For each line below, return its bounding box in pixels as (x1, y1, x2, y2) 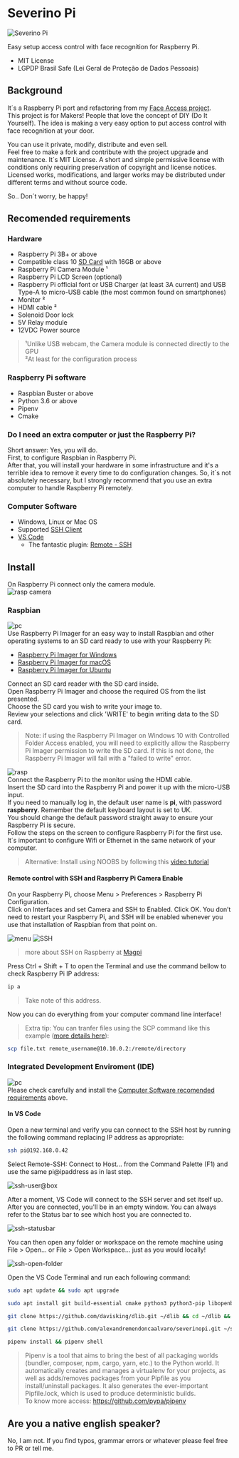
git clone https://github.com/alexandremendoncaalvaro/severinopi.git (7, 1325, 221, 1332)
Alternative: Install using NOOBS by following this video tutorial (24, 858, 210, 866)
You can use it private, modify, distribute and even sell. (7, 140, 169, 148)
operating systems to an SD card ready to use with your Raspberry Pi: (7, 637, 212, 645)
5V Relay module (17, 318, 68, 327)
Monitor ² (17, 295, 46, 304)
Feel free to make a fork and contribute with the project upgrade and (7, 148, 208, 156)
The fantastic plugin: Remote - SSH (28, 540, 132, 549)
